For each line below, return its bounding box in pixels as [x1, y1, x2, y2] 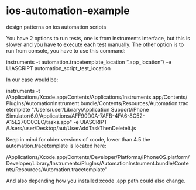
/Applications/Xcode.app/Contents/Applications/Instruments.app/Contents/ [6, 94, 188, 101]
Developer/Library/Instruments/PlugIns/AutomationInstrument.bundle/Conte [6, 160, 189, 167]
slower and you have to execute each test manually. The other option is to [6, 41, 184, 48]
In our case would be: [6, 76, 59, 83]
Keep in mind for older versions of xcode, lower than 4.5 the [6, 136, 151, 143]
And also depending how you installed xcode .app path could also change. [6, 177, 186, 184]
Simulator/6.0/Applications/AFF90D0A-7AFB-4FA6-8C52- [6, 112, 145, 119]
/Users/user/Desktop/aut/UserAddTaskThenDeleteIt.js [6, 125, 136, 132]
